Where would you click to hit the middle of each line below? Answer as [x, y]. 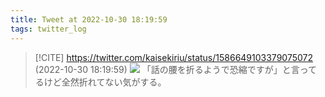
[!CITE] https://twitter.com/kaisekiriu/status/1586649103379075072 [174, 57]
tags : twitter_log [48, 29]
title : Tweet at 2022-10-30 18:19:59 [89, 19]
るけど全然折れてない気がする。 [100, 82]
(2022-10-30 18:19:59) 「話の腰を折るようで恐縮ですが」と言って [176, 69]
